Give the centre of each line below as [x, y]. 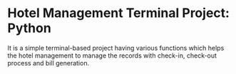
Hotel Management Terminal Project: [119, 13]
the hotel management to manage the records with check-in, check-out [112, 55]
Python [29, 28]
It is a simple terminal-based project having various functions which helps [116, 48]
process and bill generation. [48, 63]
